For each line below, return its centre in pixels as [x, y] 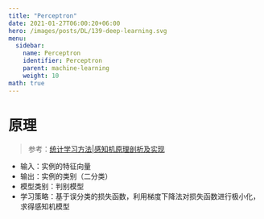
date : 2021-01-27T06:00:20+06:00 [64, 23]
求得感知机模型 [45, 207]
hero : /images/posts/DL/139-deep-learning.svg [88, 31]
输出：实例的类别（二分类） [66, 176]
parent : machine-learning [66, 68]
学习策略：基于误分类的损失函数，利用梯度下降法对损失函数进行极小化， [140, 196]
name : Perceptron [52, 53]
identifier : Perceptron [63, 61]
